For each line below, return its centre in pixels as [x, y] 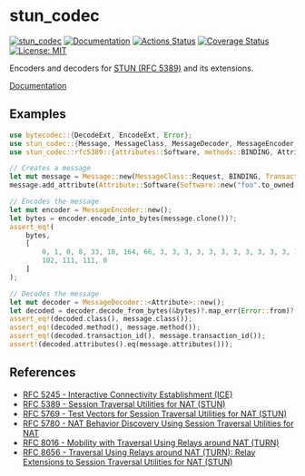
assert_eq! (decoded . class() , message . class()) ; [101, 319]
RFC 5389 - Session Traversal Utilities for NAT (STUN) [124, 403]
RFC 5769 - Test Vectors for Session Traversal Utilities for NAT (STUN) [155, 413]
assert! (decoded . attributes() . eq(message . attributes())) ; [121, 345]
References [43, 373]
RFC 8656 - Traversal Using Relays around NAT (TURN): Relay [139, 452]
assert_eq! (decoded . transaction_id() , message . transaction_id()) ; [138, 336]
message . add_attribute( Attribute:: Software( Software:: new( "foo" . [135, 185]
